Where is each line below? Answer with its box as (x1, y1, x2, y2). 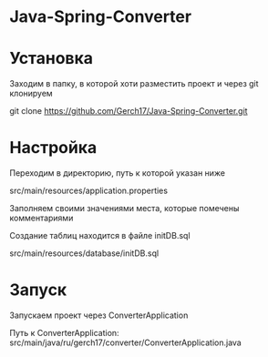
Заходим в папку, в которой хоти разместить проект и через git (9, 78, 259, 89)
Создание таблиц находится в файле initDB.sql (9, 230, 191, 241)
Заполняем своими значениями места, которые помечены (9, 203, 240, 214)
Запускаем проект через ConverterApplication (9, 310, 189, 321)
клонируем (9, 88, 53, 99)
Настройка (9, 138, 98, 158)
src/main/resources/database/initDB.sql (9, 248, 160, 259)
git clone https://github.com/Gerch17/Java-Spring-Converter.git (9, 106, 248, 117)
